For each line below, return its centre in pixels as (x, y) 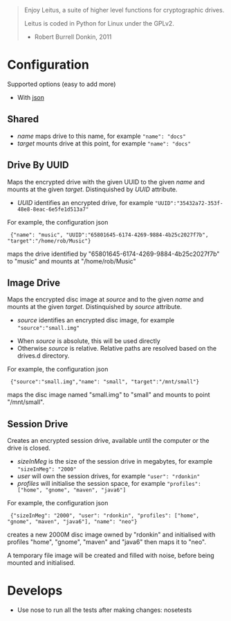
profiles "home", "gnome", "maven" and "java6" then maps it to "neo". (107, 542)
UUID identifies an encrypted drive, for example (85, 202)
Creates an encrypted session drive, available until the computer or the (108, 441)
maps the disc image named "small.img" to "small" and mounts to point (109, 395)
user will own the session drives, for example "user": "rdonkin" (109, 476)
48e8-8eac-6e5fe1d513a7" (53, 209)
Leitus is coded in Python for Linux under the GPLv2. (99, 23)
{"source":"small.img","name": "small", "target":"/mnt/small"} (104, 382)
